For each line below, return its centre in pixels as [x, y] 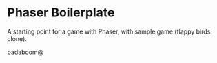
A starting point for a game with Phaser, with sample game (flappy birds [109, 32]
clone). [17, 38]
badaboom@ [25, 52]
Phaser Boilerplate [61, 13]
